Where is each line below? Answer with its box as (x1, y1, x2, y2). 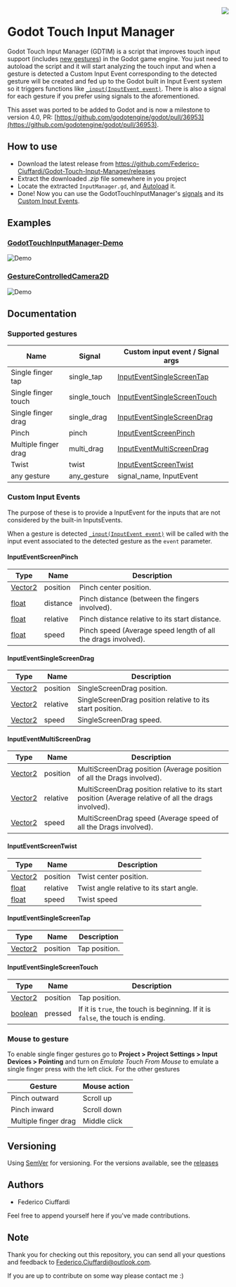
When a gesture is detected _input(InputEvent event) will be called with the (7, 529, 229, 538)
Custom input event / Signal (124, 347, 219, 357)
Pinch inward (11, 1105, 54, 1115)
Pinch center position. (79, 582, 152, 592)
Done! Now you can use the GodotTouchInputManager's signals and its (17, 189, 224, 197)
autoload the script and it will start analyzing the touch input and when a (7, 62, 216, 70)
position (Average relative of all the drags (77, 793, 214, 803)
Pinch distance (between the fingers (79, 593, 199, 603)
